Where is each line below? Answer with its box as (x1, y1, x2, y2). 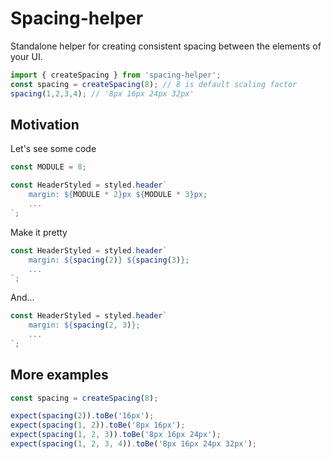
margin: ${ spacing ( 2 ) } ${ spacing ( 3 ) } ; (28, 255, 190, 265)
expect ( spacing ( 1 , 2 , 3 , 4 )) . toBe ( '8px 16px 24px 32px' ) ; (10, 439, 257, 449)
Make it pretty (10, 226, 68, 238)
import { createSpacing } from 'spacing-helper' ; (10, 70, 222, 80)
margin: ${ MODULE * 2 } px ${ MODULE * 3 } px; (28, 190, 208, 200)
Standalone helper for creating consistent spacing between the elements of (10, 40, 322, 52)
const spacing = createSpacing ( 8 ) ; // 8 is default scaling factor (10, 79, 298, 89)
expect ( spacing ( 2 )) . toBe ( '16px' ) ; (10, 411, 155, 421)
